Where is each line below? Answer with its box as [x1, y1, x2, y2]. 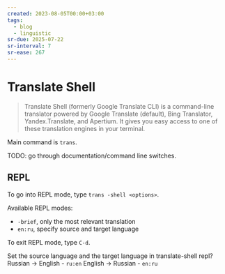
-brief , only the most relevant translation [17, 217, 136, 225]
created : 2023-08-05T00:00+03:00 [7, 10, 104, 17]
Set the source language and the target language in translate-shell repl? [7, 252, 214, 260]
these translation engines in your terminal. [24, 124, 146, 132]
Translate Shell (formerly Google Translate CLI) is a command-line [24, 102, 215, 110]
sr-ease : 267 [7, 50, 45, 56]
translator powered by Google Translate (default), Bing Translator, [24, 109, 213, 118]
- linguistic [13, 29, 52, 37]
